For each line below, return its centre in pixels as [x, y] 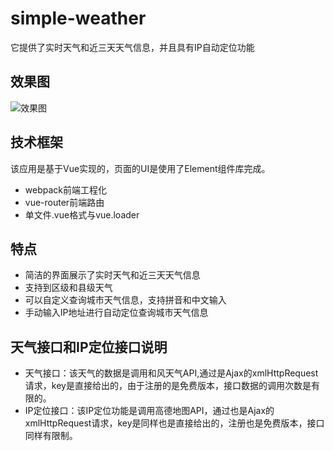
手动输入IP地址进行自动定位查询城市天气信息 [116, 313]
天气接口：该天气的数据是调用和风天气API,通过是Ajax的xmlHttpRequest [171, 373]
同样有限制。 [51, 436]
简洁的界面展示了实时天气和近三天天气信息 [112, 275]
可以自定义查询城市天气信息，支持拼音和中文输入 [125, 300]
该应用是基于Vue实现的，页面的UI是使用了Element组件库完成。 [140, 168]
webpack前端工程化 [65, 189]
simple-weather [78, 18]
